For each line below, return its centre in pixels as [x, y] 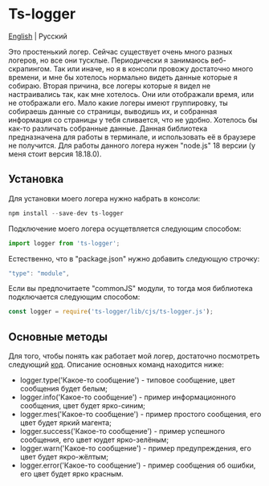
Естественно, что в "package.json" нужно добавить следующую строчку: [134, 258]
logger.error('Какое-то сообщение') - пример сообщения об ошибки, [138, 465]
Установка [36, 179]
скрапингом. [30, 68]
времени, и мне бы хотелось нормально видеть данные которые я [123, 77]
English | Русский [38, 36]
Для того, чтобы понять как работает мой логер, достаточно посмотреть [134, 356]
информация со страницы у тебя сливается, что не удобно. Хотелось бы [133, 119]
